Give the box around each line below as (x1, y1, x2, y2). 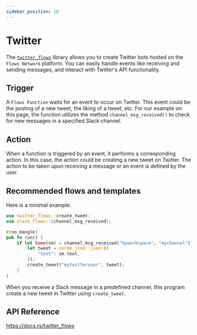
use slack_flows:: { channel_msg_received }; (6, 218, 112, 224)
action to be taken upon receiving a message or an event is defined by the (6, 162, 186, 170)
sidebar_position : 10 (6, 8, 59, 15)
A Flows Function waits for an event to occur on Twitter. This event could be (6, 98, 191, 106)
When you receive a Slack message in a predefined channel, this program (6, 283, 185, 290)
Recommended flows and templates (6, 186, 141, 196)
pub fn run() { (6, 234, 44, 240)
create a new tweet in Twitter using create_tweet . (6, 290, 126, 297)
